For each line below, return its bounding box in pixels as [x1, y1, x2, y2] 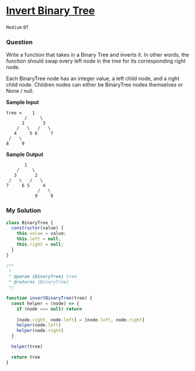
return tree [11, 354, 41, 360]
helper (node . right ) [16, 328, 64, 334]
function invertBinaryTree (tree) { [6, 295, 93, 301]
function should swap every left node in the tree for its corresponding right [6, 57, 186, 65]
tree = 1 [6, 110, 35, 116]
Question [6, 38, 33, 46]
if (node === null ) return [16, 306, 82, 312]
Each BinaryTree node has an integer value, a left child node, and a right [6, 75, 180, 82]
